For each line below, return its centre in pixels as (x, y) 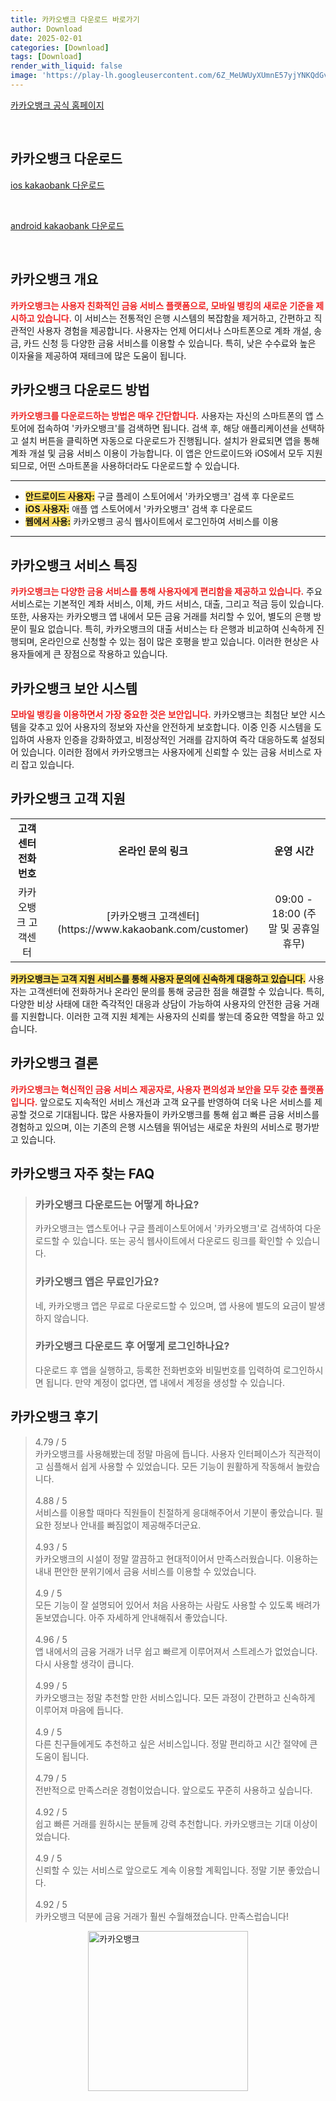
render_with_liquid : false (66, 66)
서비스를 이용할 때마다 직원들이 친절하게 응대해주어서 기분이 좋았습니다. (173, 1512)
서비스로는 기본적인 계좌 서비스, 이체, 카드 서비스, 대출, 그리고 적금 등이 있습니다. (167, 604)
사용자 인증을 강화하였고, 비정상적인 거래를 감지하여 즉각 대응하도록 (167, 739)
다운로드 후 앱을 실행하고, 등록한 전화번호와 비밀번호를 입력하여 (158, 1370)
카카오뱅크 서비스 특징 (74, 565)
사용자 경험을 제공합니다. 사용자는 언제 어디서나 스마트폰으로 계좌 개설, (174, 330)
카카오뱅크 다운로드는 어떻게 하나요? (117, 1204)
